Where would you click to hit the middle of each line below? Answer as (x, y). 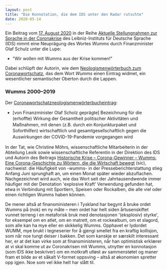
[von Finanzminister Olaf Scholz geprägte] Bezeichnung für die (77, 112)
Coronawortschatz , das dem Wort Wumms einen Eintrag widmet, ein (76, 74)
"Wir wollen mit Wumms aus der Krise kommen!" (62, 59)
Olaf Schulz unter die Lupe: (33, 49)
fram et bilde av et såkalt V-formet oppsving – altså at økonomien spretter (81, 257)
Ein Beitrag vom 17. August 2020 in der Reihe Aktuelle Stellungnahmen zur (81, 33)
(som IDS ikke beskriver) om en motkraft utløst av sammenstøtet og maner (82, 252)
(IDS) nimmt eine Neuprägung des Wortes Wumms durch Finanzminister (79, 44)
